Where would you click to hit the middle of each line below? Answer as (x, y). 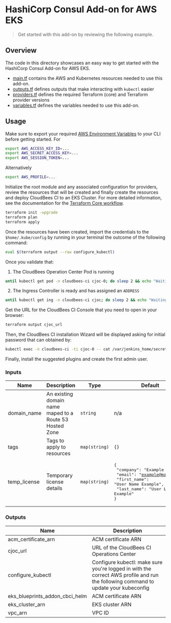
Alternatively (19, 168)
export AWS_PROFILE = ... (31, 177)
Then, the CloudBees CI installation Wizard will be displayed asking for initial (85, 334)
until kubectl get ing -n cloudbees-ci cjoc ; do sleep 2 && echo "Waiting (86, 300)
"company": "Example (140, 470)
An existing (60, 394)
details (54, 488)
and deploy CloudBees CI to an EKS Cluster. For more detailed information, (83, 198)
